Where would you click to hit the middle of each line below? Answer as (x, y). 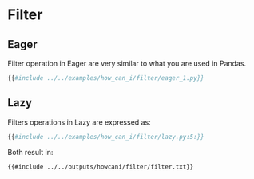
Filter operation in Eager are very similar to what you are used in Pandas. (127, 63)
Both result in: (30, 152)
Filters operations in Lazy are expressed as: (79, 122)
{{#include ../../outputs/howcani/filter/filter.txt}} (101, 167)
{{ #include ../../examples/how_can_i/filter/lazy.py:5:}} (106, 137)
